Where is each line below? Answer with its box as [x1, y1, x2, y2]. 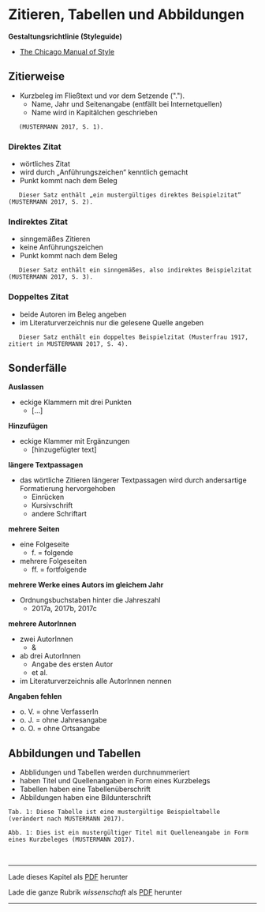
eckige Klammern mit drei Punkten [19, 397, 132, 407]
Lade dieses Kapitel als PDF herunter [8, 873, 129, 882]
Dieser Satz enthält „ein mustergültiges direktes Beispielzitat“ [18, 191, 242, 199]
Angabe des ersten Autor [31, 659, 114, 669]
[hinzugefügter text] [31, 445, 97, 455]
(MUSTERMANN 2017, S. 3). [8, 273, 93, 281]
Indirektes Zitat [8, 216, 69, 227]
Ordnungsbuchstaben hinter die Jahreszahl [19, 595, 161, 605]
